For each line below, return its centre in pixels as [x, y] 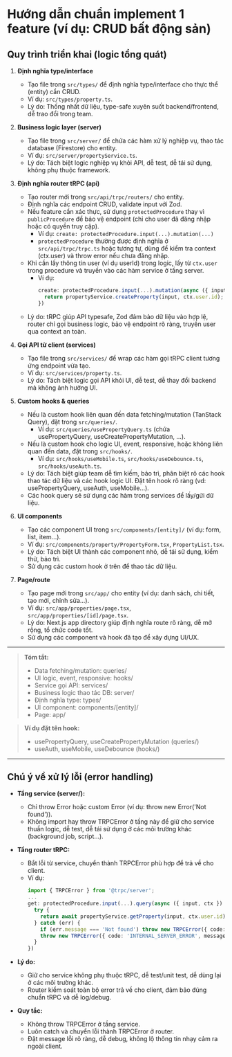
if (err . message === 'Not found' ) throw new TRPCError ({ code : [133, 929]
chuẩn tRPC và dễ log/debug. [69, 997]
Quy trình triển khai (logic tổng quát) [87, 54]
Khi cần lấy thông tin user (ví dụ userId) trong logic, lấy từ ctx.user [122, 263]
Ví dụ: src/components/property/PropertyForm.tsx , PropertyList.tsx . [126, 544]
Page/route [33, 579]
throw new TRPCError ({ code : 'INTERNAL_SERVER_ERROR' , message [133, 936]
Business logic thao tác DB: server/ [84, 692]
